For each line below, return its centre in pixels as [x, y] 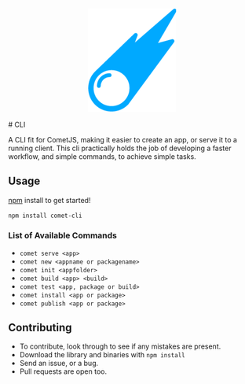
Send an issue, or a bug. [59, 364]
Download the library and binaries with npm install [102, 355]
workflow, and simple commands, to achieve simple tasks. [102, 156]
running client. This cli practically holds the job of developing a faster [120, 148]
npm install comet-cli [45, 216]
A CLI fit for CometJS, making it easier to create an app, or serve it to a [123, 139]
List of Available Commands [63, 235]
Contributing [40, 328]
